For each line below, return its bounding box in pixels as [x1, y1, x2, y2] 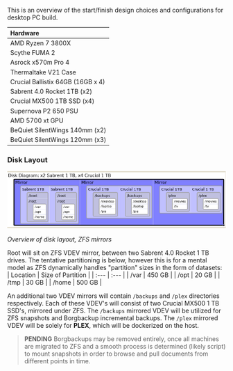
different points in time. [24, 356, 91, 365]
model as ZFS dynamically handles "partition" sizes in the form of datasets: [7, 263, 223, 271]
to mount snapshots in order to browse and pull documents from [24, 349, 209, 358]
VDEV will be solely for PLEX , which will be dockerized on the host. [7, 321, 200, 329]
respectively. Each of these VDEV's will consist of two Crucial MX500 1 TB [7, 299, 220, 307]
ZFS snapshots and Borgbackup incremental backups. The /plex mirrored [7, 313, 218, 322]
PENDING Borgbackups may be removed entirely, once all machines [24, 334, 220, 343]
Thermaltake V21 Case [10, 68, 76, 76]
